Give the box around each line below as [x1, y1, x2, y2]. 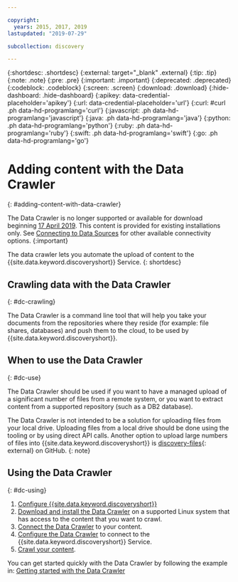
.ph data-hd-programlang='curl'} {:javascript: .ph [7, 106, 151, 115]
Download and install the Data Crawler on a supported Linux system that [17, 507, 230, 516]
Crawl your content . [17, 545, 76, 554]
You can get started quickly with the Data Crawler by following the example [7, 559, 228, 567]
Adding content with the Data [7, 162, 184, 178]
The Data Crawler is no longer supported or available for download [7, 214, 203, 223]
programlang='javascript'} [7, 114, 84, 122]
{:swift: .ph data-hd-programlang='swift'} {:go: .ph [70, 129, 218, 137]
